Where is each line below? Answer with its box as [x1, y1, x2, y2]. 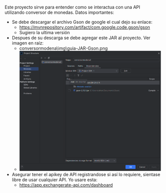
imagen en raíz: [11, 40, 44, 46]
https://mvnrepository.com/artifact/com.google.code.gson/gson [19, 24, 151, 30]
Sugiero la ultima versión [19, 30, 70, 35]
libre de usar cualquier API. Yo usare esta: [11, 177, 98, 183]
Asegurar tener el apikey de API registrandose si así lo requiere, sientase [11, 171, 161, 177]
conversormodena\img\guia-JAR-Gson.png [19, 46, 108, 51]
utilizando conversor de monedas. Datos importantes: [4, 9, 114, 15]
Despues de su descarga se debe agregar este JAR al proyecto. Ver [11, 35, 151, 41]
